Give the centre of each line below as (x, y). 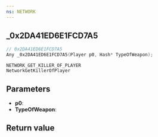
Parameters (28, 89)
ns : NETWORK (21, 12)
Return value (30, 128)
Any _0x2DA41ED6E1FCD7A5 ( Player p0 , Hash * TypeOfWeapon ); (80, 55)
